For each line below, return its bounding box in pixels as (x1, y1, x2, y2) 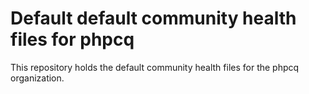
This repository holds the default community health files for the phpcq (10, 61, 300, 73)
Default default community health (10, 7, 297, 30)
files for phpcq (10, 28, 135, 51)
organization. (10, 72, 65, 84)
